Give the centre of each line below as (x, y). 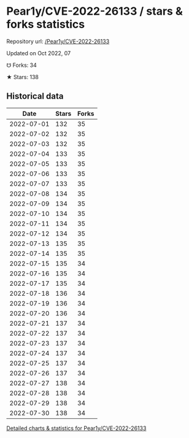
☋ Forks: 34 (21, 65)
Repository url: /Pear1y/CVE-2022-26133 (58, 41)
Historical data (35, 96)
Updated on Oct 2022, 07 (39, 53)
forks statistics (45, 24)
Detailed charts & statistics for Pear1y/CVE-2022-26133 (76, 428)
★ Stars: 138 (22, 77)
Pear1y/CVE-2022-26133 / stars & (94, 11)
